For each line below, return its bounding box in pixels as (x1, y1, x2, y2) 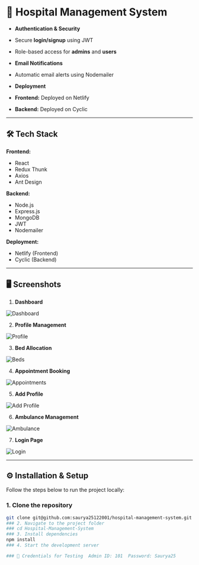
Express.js (14, 207, 40, 214)
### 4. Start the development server (6, 542, 99, 548)
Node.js (14, 201, 34, 209)
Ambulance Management (14, 413, 79, 421)
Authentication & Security (14, 25, 81, 32)
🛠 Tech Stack (6, 129, 58, 139)
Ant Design (14, 178, 43, 185)
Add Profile (14, 390, 43, 397)
